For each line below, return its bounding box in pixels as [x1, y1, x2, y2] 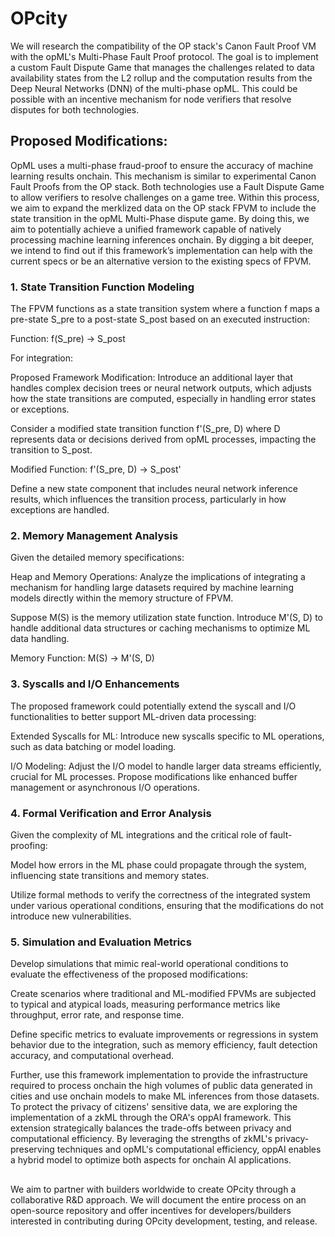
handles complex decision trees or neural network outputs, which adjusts [10, 382, 312, 394]
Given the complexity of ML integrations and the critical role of [10, 828, 268, 841]
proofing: [10, 839, 48, 851]
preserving [10, 1143, 55, 1156]
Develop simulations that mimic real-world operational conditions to [10, 958, 289, 970]
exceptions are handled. [10, 504, 110, 516]
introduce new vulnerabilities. [10, 910, 132, 922]
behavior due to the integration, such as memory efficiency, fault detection [10, 1039, 318, 1051]
